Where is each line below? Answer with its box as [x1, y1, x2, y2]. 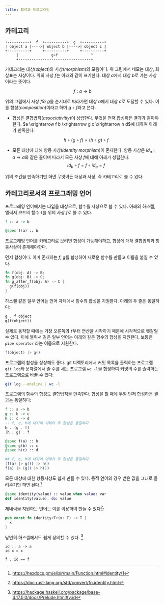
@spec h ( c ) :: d [5, 448, 38, 453]
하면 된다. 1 [22, 481, 42, 488]
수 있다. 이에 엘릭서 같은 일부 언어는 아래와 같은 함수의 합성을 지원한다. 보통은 [5, 334, 153, 340]
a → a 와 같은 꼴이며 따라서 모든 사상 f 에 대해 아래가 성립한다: [12, 154, 130, 160]
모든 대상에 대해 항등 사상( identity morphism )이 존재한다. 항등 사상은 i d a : [12, 147, 155, 155]
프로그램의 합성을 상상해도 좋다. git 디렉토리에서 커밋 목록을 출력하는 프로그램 [5, 359, 153, 365]
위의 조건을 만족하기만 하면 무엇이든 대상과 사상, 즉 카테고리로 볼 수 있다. [5, 174, 144, 180]
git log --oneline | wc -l [5, 382, 60, 386]
